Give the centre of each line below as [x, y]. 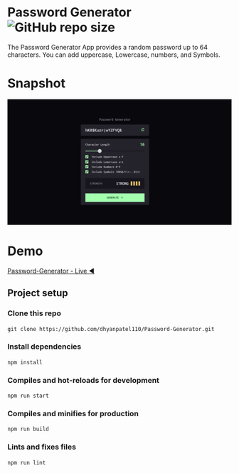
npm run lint [27, 462]
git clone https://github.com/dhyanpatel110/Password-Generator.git [111, 329]
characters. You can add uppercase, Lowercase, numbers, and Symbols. [114, 55]
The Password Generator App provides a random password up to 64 [108, 47]
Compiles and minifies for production [73, 414]
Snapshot [37, 83]
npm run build [28, 429]
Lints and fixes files [42, 447]
